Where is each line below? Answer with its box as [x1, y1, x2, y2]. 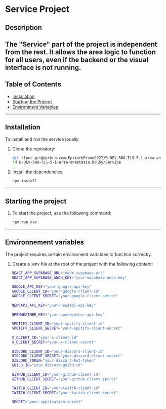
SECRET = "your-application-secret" [11, 400, 83, 405]
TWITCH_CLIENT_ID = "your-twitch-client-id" [11, 386, 100, 391]
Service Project [5, 3, 70, 15]
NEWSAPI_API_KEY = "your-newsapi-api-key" [11, 303, 96, 308]
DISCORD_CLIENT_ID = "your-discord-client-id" [11, 349, 105, 354]
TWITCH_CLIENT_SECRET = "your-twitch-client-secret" [11, 390, 119, 395]
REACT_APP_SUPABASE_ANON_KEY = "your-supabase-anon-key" [11, 275, 127, 280]
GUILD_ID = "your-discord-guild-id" [11, 363, 83, 368]
